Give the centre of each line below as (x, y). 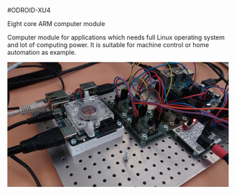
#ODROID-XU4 (29, 10)
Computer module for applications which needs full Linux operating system (116, 37)
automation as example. (42, 52)
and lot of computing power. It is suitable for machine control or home (108, 45)
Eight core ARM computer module (56, 24)
